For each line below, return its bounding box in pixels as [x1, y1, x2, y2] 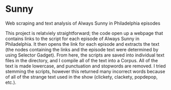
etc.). [5, 79, 16, 85]
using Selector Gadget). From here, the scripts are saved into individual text [5, 52, 165, 58]
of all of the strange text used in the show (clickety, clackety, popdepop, [5, 74, 158, 80]
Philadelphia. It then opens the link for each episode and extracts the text [5, 41, 160, 47]
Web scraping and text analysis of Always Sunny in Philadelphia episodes [5, 20, 160, 26]
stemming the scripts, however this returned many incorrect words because [5, 68, 165, 75]
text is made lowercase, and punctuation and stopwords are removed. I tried [5, 63, 166, 69]
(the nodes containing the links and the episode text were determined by [5, 46, 159, 52]
